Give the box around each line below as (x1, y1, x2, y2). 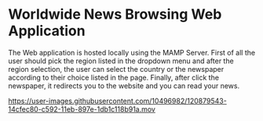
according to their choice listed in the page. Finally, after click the (8, 73, 220, 82)
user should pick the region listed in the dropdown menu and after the (8, 56, 234, 66)
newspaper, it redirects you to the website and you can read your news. (8, 80, 240, 91)
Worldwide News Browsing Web (8, 5, 222, 23)
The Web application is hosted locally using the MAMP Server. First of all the (8, 48, 256, 57)
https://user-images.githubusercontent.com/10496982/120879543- (8, 96, 228, 105)
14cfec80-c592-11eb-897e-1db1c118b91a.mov (8, 104, 155, 114)
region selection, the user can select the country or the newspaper (8, 64, 225, 73)
